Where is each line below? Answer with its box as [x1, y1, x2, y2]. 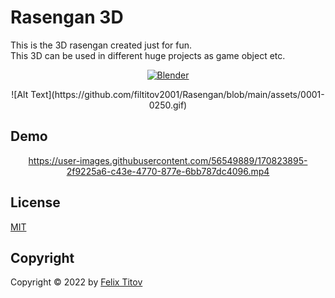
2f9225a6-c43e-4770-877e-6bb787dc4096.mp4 [66, 165, 270, 177]
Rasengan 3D [10, 6, 124, 29]
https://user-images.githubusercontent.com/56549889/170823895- [28, 154, 308, 166]
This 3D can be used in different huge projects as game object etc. [10, 49, 286, 61]
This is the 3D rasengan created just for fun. [10, 39, 193, 51]
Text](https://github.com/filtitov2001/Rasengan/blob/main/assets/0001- [30, 88, 325, 100]
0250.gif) [148, 99, 188, 111]
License [10, 194, 61, 211]
